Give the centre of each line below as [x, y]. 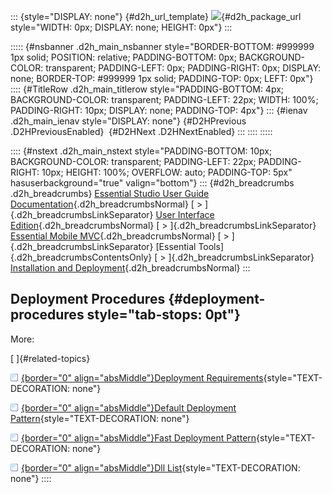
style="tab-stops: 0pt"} [163, 315]
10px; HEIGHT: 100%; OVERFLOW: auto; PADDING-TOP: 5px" [167, 172]
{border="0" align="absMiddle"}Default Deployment [129, 407]
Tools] [211, 246]
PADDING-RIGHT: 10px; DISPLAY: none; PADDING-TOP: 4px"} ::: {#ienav [159, 110]
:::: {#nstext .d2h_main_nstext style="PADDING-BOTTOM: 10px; [141, 151]
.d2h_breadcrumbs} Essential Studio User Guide [110, 193]
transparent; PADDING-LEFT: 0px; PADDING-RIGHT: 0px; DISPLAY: [183, 68]
